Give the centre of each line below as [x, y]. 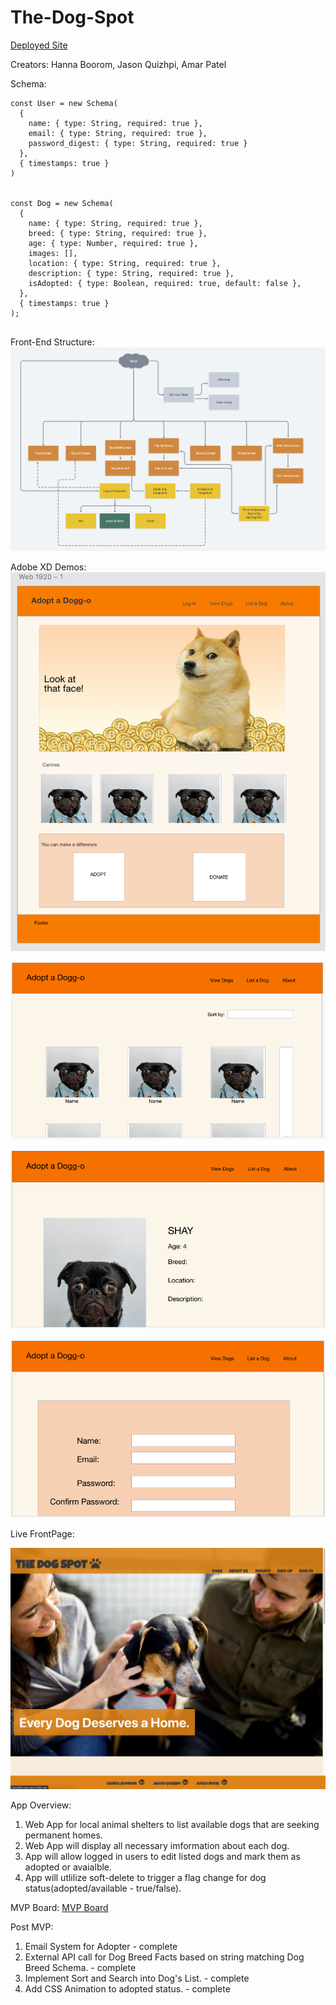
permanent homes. [63, 1835]
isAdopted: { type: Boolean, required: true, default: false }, [165, 283]
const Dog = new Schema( [62, 203]
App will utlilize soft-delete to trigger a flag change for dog [145, 1878]
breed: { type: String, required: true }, [118, 233]
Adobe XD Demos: [48, 567]
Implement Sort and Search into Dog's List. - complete [137, 1978]
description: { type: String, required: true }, [131, 273]
